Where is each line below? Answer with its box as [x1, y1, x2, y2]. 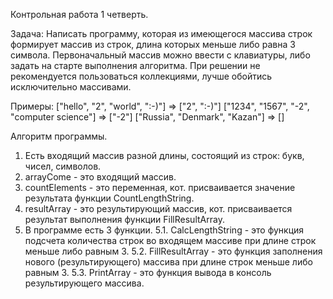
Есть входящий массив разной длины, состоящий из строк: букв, [24, 150, 305, 161]
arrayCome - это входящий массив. [24, 171, 177, 183]
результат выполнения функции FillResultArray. [24, 214, 225, 225]
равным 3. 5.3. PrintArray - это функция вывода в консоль [24, 267, 272, 278]
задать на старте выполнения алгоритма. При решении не [10, 60, 261, 71]
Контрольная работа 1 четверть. [10, 9, 149, 20]
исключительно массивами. [10, 81, 132, 93]
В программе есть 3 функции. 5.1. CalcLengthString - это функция [24, 224, 305, 236]
